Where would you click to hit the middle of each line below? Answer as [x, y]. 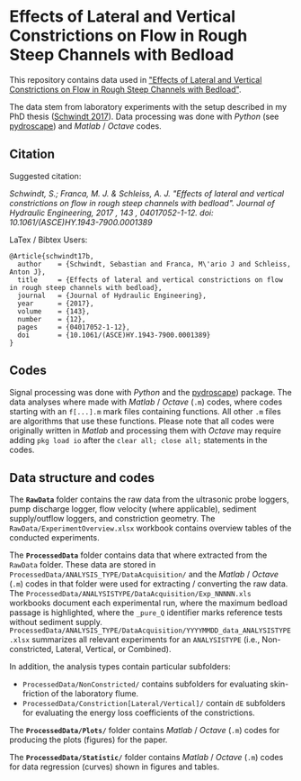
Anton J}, [28, 272]
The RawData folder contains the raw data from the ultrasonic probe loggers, [149, 499]
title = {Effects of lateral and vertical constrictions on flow [150, 280]
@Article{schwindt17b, [52, 256]
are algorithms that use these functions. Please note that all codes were [142, 421]
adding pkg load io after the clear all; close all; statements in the [138, 440]
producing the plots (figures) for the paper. [89, 740]
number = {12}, [52, 319]
